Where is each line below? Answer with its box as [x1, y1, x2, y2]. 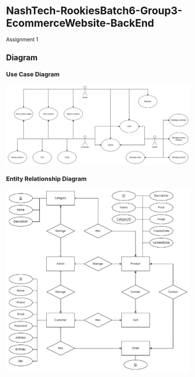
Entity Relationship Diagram [6, 174, 87, 182]
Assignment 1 [6, 36, 39, 43]
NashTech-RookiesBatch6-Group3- [6, 4, 183, 18]
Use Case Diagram [6, 70, 60, 78]
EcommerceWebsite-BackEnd [6, 16, 155, 30]
